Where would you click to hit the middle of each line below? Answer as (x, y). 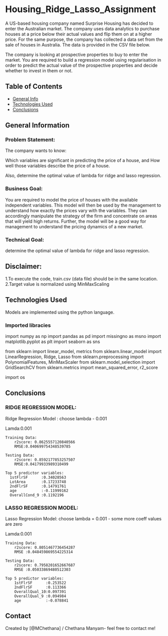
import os (15, 377)
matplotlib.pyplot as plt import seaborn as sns (53, 341)
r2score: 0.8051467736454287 (45, 547)
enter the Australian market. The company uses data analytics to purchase (82, 28)
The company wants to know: (36, 151)
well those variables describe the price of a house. (58, 166)
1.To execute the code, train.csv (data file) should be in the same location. (81, 278)
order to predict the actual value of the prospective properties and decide (81, 65)
